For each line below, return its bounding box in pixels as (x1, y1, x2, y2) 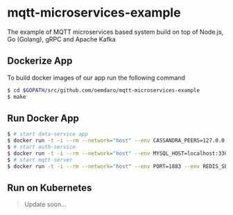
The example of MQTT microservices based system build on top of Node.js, (7, 28, 224, 36)
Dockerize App (7, 55, 73, 67)
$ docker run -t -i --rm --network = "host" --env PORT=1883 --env (7, 162, 200, 170)
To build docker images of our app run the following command (7, 73, 186, 82)
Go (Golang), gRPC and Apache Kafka (7, 35, 116, 43)
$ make (7, 93, 26, 100)
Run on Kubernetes (7, 182, 92, 194)
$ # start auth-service (7, 144, 76, 151)
